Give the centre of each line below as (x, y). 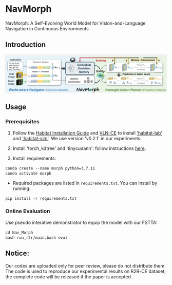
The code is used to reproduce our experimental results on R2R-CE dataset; (85, 271)
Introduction (26, 45)
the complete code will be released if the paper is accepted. (69, 277)
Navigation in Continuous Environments (47, 28)
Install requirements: (34, 158)
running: (22, 188)
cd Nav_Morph (19, 232)
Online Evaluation (28, 211)
